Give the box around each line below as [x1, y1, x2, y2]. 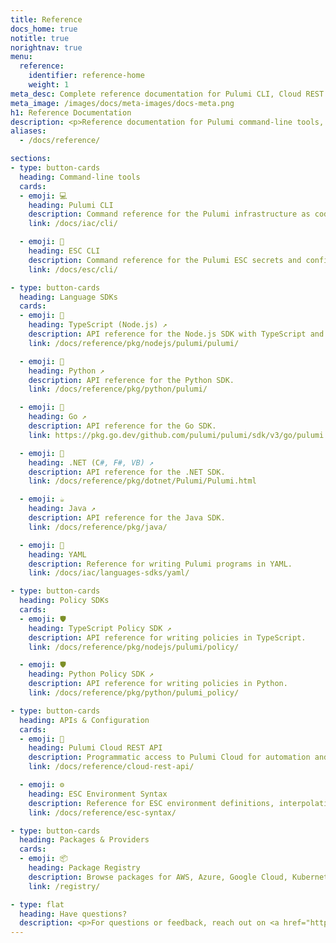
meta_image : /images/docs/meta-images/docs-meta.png [10, 98, 235, 108]
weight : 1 [28, 80, 70, 90]
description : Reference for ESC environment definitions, [28, 798, 275, 808]
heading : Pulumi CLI [28, 200, 114, 210]
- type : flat [10, 899, 65, 910]
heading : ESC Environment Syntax [28, 789, 168, 799]
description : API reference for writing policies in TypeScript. [28, 632, 307, 643]
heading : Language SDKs [19, 292, 118, 302]
